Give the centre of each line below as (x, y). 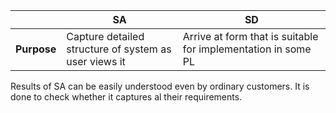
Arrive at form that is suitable (250, 36)
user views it (96, 61)
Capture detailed (105, 36)
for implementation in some (247, 49)
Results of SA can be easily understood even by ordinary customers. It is (160, 86)
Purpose (36, 49)
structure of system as (119, 49)
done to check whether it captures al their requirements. (126, 97)
